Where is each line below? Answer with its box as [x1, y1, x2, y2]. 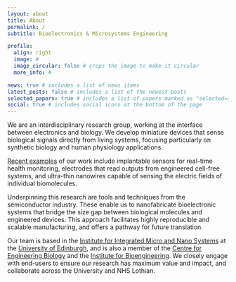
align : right [13, 49, 52, 56]
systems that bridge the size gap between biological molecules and [7, 208, 202, 216]
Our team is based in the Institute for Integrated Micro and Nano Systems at [7, 237, 226, 245]
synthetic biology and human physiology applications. [7, 143, 164, 152]
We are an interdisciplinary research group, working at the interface [7, 121, 203, 129]
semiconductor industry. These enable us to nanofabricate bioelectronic [7, 200, 216, 209]
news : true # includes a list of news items [7, 82, 140, 89]
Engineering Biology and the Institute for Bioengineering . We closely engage [7, 252, 228, 260]
